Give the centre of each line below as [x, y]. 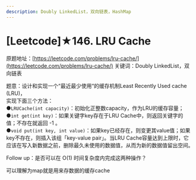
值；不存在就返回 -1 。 [34, 123]
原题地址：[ [20, 58]
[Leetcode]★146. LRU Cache [79, 41]
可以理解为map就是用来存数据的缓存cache [58, 170]
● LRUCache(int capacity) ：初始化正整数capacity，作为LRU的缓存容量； [95, 108]
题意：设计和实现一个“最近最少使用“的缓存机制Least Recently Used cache [97, 86]
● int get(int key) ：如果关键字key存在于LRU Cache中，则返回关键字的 [95, 115]
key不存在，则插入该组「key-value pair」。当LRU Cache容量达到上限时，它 [97, 138]
